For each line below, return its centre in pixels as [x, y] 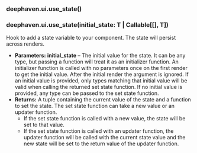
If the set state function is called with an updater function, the [98, 131]
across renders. [25, 44]
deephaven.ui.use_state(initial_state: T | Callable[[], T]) [87, 24]
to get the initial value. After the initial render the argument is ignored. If [102, 74]
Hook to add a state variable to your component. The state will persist [91, 38]
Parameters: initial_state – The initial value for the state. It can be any [100, 56]
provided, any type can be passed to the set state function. [87, 93]
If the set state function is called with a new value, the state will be [104, 119]
